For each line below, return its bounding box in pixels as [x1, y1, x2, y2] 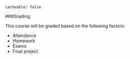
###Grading [5, 13, 30, 19]
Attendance [12, 33, 36, 38]
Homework [12, 38, 35, 44]
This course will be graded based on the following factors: [5, 23, 125, 29]
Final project [12, 49, 38, 54]
